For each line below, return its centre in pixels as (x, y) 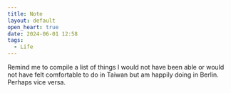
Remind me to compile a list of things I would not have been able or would (116, 67)
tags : (15, 40)
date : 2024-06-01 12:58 (43, 34)
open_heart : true (33, 27)
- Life (24, 47)
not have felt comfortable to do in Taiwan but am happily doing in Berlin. (113, 75)
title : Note (25, 14)
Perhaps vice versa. (37, 82)
